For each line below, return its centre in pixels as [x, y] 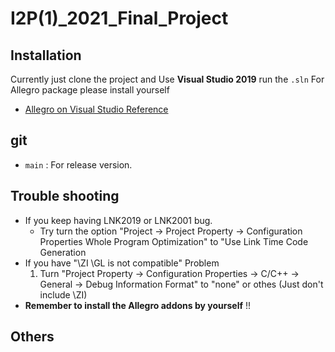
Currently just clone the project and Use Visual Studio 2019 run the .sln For [167, 79]
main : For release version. [78, 164]
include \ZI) [63, 294]
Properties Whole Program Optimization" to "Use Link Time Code [174, 241]
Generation [63, 252]
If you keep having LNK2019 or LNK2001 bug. [118, 220]
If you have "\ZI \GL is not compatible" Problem [122, 263]
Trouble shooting [65, 196]
